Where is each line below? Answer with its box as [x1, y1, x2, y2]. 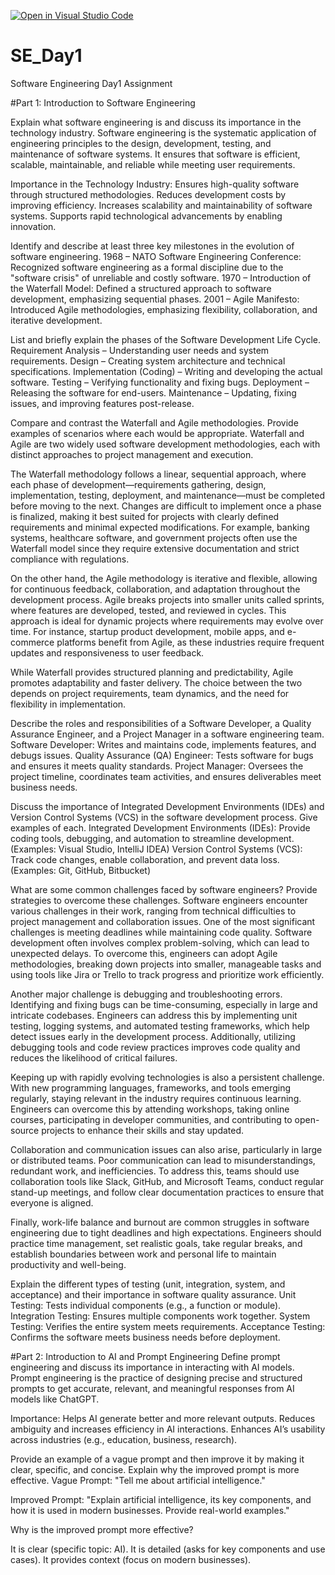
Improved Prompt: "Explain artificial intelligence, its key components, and [10, 1493, 312, 1505]
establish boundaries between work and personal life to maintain [10, 1248, 277, 1260]
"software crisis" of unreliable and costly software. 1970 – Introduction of [10, 271, 312, 284]
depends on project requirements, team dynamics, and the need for [10, 687, 290, 699]
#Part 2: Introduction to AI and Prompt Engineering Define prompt [10, 1350, 281, 1362]
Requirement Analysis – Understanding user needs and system [10, 344, 270, 356]
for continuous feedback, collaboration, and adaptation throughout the [10, 583, 301, 595]
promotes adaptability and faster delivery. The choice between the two [10, 676, 303, 689]
